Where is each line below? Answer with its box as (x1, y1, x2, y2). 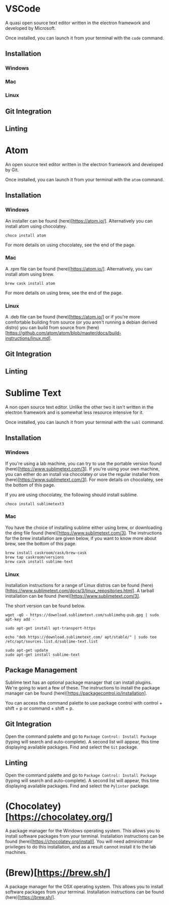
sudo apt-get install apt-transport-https (5, 626, 96, 631)
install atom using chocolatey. (5, 223, 67, 229)
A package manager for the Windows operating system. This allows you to (5, 828, 160, 834)
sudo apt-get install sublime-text (5, 652, 80, 658)
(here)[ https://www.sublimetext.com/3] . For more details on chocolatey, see (5, 476, 163, 483)
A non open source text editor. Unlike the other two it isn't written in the (5, 404, 154, 410)
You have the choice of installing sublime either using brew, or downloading (5, 524, 162, 530)
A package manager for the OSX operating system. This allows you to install (5, 884, 163, 890)
